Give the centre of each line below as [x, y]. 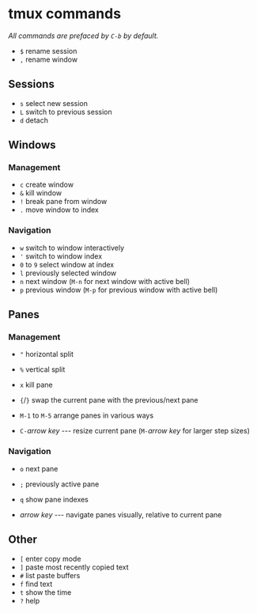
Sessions [32, 84]
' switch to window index [61, 256]
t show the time [45, 592]
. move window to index [59, 210]
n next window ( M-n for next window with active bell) [105, 281]
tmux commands [64, 14]
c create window [46, 185]
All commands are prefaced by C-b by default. [83, 36]
